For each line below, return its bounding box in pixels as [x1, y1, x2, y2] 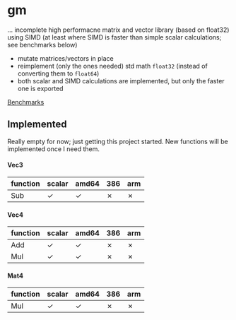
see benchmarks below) [7, 40, 78, 49]
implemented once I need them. [7, 144, 100, 153]
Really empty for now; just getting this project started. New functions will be [7, 137, 228, 146]
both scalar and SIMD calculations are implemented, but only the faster [17, 76, 225, 85]
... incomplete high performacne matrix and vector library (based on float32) [7, 25, 230, 34]
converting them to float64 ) [17, 69, 100, 78]
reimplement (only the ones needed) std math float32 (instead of [17, 61, 208, 70]
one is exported [17, 84, 64, 93]
